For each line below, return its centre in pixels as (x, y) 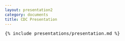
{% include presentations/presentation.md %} (63, 34)
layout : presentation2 (29, 10)
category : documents (27, 15)
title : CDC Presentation (31, 19)
